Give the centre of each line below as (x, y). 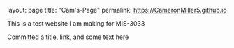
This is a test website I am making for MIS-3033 (76, 23)
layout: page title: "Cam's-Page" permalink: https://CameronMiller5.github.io (117, 10)
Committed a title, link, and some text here (68, 37)
